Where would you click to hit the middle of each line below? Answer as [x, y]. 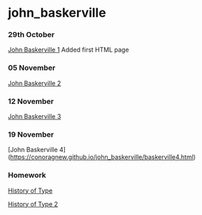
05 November [32, 68]
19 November [31, 134]
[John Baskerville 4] [37, 150]
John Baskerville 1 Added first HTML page [68, 50]
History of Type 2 [33, 204]
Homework [27, 175]
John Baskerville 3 [35, 117]
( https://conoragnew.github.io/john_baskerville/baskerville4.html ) [102, 157]
